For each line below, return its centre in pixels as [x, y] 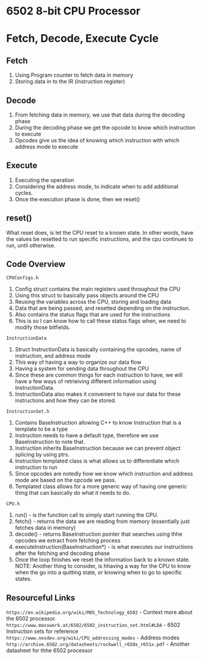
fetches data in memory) [45, 528]
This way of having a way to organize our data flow [78, 362]
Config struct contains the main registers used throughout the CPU [97, 289]
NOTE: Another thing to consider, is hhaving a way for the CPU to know [103, 566]
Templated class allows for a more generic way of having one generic [101, 486]
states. [23, 579]
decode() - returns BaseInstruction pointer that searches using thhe [99, 534]
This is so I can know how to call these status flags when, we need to [100, 321]
